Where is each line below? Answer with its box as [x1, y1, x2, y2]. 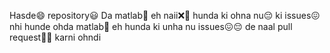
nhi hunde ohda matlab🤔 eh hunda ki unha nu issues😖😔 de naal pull [9, 21, 293, 32]
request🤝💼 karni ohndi [9, 31, 102, 43]
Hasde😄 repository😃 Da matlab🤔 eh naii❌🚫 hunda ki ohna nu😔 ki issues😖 [9, 10, 321, 21]
